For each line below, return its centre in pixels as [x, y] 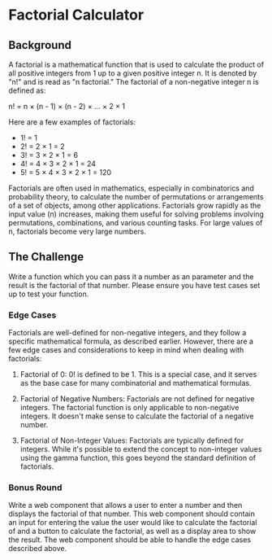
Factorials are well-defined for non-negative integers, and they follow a [127, 333]
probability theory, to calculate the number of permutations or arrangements [136, 197]
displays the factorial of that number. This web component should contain [132, 514]
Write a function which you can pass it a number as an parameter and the [131, 276]
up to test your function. [49, 294]
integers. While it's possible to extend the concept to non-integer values [141, 449]
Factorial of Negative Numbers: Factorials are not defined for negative [137, 399]
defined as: [27, 90]
